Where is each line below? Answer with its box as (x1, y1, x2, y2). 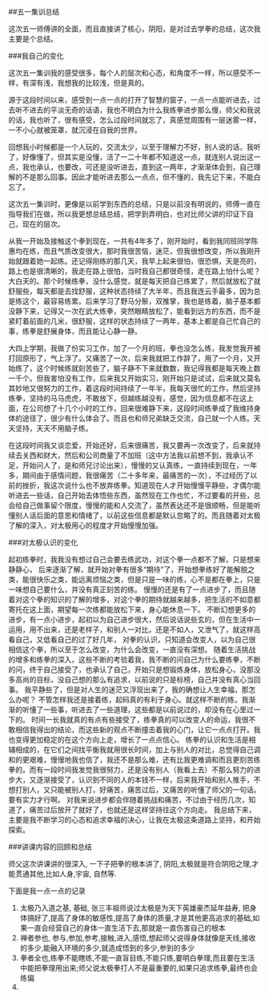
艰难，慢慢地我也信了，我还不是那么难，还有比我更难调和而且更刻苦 (29, 755, 254, 764)
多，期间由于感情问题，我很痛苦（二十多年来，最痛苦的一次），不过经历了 (8, 471, 251, 480)
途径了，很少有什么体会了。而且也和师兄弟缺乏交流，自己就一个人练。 (22, 413, 254, 423)
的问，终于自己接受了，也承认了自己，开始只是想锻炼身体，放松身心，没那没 (8, 665, 261, 674)
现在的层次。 (22, 219, 65, 228)
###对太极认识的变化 (8, 537, 78, 547)
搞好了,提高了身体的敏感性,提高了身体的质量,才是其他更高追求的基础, (26, 913, 253, 923)
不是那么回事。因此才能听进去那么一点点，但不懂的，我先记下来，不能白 (22, 172, 261, 182)
